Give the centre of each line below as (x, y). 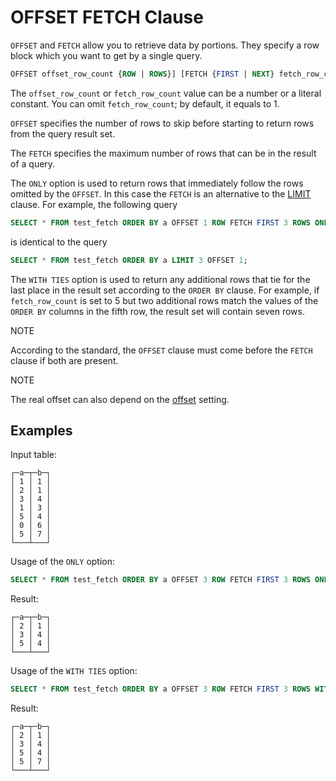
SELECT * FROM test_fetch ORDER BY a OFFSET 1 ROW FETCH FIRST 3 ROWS (160, 222)
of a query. (33, 163)
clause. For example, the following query (94, 204)
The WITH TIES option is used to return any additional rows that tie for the (160, 279)
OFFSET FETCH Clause (107, 17)
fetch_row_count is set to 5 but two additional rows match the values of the (164, 300)
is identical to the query (59, 242)
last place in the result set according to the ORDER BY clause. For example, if (165, 290)
